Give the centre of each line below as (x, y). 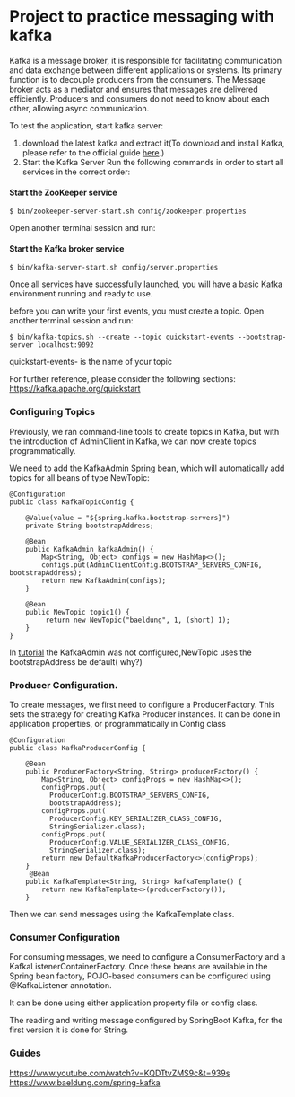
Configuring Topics (52, 412)
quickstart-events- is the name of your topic (91, 362)
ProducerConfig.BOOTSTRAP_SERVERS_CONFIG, (130, 795)
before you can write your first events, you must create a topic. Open (137, 311)
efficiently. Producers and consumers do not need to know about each (139, 98)
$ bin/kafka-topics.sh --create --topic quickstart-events (122, 337)
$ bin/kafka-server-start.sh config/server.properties (114, 268)
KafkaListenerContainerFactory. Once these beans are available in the (139, 967)
